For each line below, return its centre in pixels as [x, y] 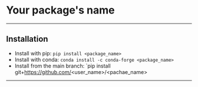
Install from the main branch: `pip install [62, 66]
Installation [27, 39]
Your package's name [60, 10]
